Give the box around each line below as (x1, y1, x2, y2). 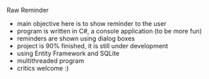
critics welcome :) (16, 64, 69, 72)
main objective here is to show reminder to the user (16, 20, 167, 27)
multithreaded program (16, 57, 85, 65)
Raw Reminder (6, 6, 49, 14)
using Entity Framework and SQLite (16, 49, 120, 57)
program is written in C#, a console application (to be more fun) (16, 27, 203, 35)
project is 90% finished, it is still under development (16, 42, 169, 50)
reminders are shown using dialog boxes (16, 34, 136, 43)
